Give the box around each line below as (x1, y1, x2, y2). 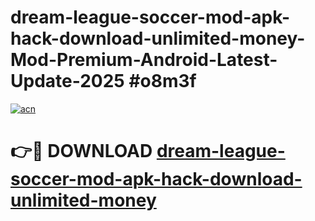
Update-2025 (10, 70, 125, 93)
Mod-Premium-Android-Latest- (10, 49, 278, 71)
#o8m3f (128, 70, 197, 93)
